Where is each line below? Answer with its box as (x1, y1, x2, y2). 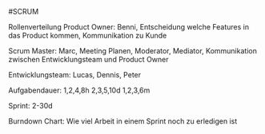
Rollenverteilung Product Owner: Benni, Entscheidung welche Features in (8, 22, 250, 31)
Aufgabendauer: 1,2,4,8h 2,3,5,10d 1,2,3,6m (8, 85, 151, 95)
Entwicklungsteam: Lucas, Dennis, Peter (8, 70, 142, 79)
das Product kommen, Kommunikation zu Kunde (8, 31, 167, 40)
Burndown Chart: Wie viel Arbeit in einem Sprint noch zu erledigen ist (8, 116, 238, 126)
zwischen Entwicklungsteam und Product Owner (8, 55, 170, 64)
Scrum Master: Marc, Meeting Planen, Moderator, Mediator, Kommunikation (8, 46, 258, 55)
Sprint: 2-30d (8, 101, 54, 110)
